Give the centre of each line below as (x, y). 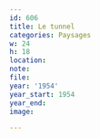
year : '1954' (34, 86)
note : (20, 69)
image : (22, 111)
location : (28, 60)
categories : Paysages (50, 35)
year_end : (28, 103)
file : (20, 78)
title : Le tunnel (42, 27)
